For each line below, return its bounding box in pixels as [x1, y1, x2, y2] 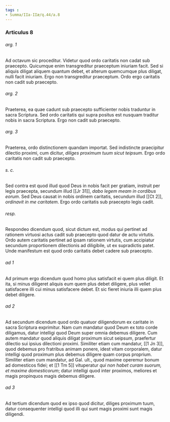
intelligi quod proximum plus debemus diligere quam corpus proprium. [5, 351, 152, 357]
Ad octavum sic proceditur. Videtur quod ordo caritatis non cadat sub [5, 57, 150, 64]
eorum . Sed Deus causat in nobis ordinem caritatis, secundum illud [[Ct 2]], [5, 194, 163, 200]
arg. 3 [5, 129, 18, 135]
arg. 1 [5, 42, 17, 48]
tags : [5, 7, 19, 13]
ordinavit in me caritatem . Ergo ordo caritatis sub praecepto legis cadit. [5, 199, 155, 205]
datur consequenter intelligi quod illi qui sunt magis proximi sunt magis [5, 406, 153, 412]
